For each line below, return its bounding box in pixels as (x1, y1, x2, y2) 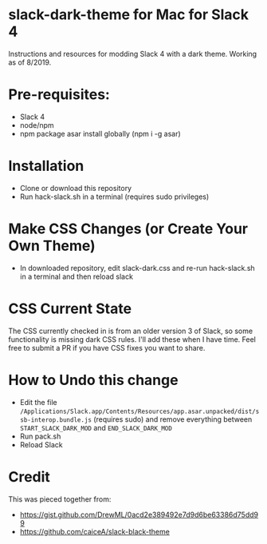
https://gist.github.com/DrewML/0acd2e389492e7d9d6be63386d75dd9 (19, 510, 259, 519)
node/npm (19, 120, 54, 129)
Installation (8, 157, 84, 175)
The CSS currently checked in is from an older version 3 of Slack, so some (8, 326, 253, 336)
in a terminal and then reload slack (19, 272, 134, 281)
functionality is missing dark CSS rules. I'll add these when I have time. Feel (8, 334, 257, 344)
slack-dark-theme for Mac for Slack (8, 6, 249, 24)
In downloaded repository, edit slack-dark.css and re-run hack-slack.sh (19, 263, 255, 272)
